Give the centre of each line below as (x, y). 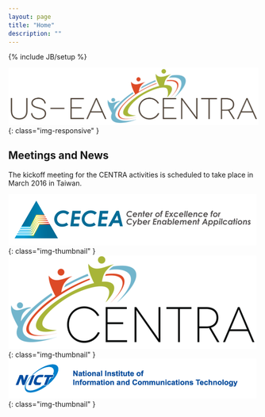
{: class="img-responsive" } (54, 131)
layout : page (30, 17)
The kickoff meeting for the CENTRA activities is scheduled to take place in (131, 174)
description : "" (35, 33)
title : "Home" (32, 25)
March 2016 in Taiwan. (45, 183)
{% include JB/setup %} (48, 57)
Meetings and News (59, 156)
